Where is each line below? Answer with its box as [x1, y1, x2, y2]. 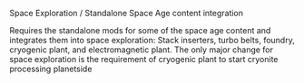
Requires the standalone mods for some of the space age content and [9, 25, 271, 35]
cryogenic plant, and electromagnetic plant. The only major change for [9, 44, 274, 55]
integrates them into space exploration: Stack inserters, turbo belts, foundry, [9, 35, 295, 45]
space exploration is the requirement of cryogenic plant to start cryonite [9, 54, 279, 64]
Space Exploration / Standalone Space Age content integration [9, 8, 243, 18]
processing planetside [9, 63, 93, 74]
